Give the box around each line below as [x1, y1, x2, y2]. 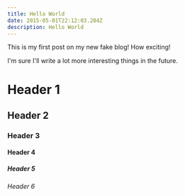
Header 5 [7, 164, 35, 173]
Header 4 [7, 148, 35, 156]
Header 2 [7, 109, 50, 121]
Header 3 [7, 130, 40, 140]
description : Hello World [7, 23, 84, 30]
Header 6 [7, 182, 35, 191]
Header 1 [7, 81, 60, 98]
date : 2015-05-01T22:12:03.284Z [7, 17, 103, 24]
